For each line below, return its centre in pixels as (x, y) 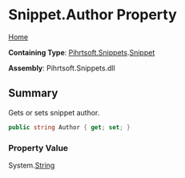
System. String (32, 165)
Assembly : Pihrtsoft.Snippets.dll (62, 68)
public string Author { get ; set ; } (69, 127)
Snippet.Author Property (93, 15)
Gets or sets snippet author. (54, 112)
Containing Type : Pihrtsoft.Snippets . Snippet (82, 52)
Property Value (38, 148)
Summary (33, 93)
